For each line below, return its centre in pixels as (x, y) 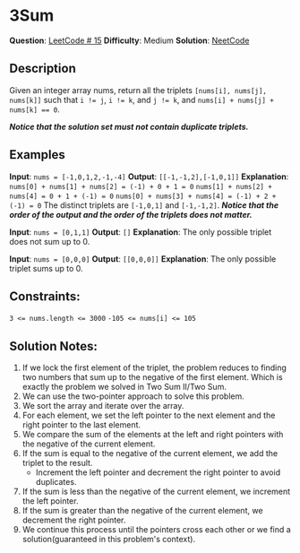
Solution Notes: (54, 346)
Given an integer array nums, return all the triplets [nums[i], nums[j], (138, 90)
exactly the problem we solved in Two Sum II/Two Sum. (124, 387)
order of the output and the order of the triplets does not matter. (131, 214)
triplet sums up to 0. (46, 268)
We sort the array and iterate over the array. (103, 406)
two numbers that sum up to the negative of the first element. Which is (153, 377)
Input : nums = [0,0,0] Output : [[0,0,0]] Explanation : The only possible (143, 259)
